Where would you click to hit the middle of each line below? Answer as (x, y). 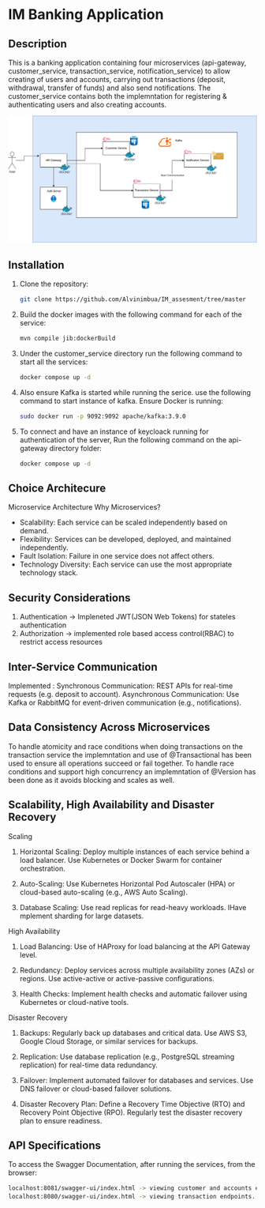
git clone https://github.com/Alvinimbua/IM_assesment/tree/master (132, 299)
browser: (23, 1173)
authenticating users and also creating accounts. (88, 105)
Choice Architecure (57, 488)
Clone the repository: (54, 284)
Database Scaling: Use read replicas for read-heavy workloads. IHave (133, 907)
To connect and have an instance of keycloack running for (114, 431)
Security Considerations (70, 598)
